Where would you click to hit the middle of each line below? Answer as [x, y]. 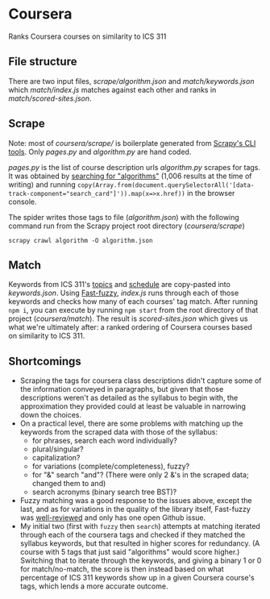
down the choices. [51, 415]
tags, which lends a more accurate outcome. [94, 586]
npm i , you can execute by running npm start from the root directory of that [133, 310]
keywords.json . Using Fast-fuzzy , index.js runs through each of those [124, 293]
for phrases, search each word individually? [104, 441]
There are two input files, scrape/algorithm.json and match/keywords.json [131, 81]
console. [23, 202]
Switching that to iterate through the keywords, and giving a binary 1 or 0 [141, 560]
